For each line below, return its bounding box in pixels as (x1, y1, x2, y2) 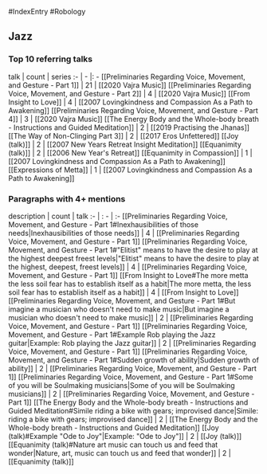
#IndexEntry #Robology (8, 7, 86, 16)
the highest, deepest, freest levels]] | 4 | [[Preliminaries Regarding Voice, (8, 262, 248, 272)
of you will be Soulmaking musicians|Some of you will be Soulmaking (8, 380, 235, 390)
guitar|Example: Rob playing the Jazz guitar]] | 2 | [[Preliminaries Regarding (8, 338, 257, 347)
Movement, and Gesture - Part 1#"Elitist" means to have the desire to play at (8, 245, 258, 254)
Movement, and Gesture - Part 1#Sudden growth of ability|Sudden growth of (8, 355, 259, 365)
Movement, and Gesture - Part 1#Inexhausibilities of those (8, 219, 199, 229)
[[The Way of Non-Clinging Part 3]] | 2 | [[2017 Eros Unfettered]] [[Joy (8, 131, 239, 140)
